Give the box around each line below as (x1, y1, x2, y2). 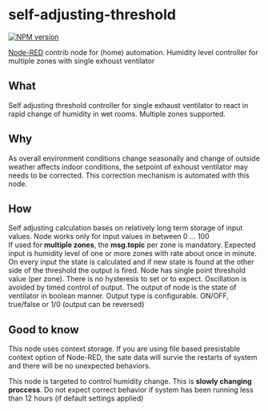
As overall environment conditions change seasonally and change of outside (8, 154, 260, 163)
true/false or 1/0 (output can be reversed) (8, 300, 145, 309)
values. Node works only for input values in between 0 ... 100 (8, 232, 210, 241)
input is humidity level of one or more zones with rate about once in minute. (8, 249, 258, 258)
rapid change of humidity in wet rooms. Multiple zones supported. (8, 109, 226, 118)
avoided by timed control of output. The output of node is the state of (8, 282, 238, 293)
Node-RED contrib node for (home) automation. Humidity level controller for (8, 47, 258, 57)
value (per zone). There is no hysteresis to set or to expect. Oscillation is (8, 274, 247, 284)
